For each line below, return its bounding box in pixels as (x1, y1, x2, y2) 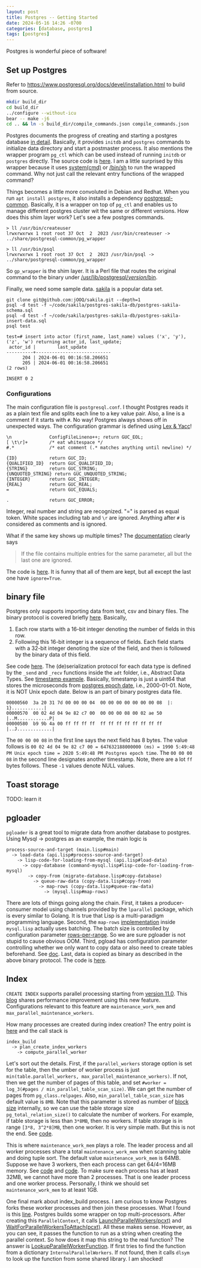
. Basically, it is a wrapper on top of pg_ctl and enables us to (28, 201, 178, 208)
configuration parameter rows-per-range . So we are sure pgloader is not (6, 931, 186, 939)
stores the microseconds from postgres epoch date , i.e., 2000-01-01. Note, (6, 682, 192, 689)
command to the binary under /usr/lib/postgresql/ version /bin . (6, 274, 158, 281)
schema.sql (6, 307, 34, 314)
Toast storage (6, 780, 59, 790)
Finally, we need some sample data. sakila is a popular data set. (6, 286, 164, 293)
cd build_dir (6, 104, 39, 110)
